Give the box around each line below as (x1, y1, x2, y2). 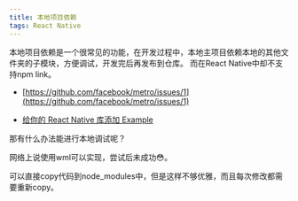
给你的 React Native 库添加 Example (21, 114, 153, 125)
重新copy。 (16, 182, 59, 192)
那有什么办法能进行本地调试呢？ (9, 133, 126, 143)
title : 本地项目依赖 (9, 12, 77, 22)
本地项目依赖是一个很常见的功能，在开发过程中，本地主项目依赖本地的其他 (9, 46, 281, 58)
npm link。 (16, 68, 56, 80)
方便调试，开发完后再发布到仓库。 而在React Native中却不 (63, 58, 276, 68)
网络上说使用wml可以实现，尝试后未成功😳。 (9, 151, 173, 162)
